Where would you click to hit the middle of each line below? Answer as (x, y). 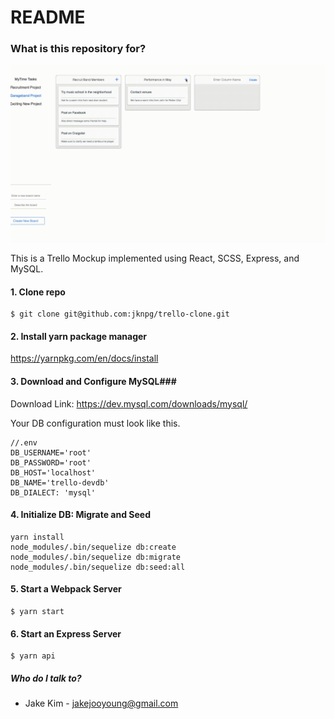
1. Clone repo (38, 292)
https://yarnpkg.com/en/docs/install (84, 358)
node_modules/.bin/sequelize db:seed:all (98, 567)
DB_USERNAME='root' (51, 452)
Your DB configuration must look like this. (95, 423)
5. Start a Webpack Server (66, 589)
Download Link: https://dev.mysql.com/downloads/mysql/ (129, 403)
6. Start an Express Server (66, 633)
